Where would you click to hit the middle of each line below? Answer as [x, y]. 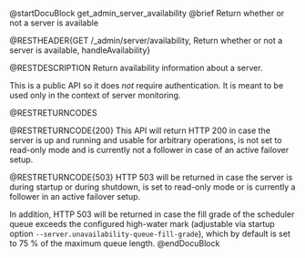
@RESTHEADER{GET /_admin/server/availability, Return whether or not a [146, 41]
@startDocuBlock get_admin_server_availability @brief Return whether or [147, 13]
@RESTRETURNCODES [53, 113]
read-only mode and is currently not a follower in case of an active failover [149, 150]
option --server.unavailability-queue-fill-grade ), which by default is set [150, 233]
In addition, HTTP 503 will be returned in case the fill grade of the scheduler [152, 214]
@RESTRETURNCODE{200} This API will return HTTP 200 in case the [140, 130]
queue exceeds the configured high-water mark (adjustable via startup [142, 224]
